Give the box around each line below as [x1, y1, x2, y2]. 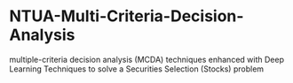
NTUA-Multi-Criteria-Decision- [9, 6, 244, 26]
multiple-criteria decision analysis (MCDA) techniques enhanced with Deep [9, 54, 284, 64]
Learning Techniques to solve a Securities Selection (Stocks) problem [9, 64, 265, 74]
